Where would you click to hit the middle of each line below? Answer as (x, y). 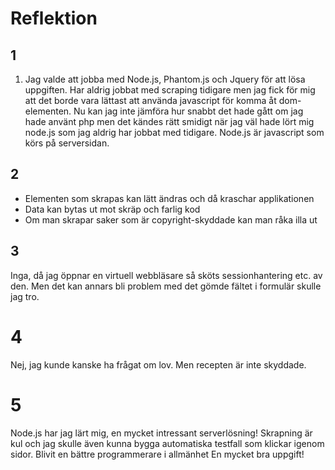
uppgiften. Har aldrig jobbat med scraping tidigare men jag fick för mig (170, 90)
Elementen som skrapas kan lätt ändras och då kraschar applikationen (169, 198)
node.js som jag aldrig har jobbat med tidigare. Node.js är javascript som (174, 132)
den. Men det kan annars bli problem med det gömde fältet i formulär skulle (166, 286)
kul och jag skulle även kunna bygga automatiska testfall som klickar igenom (167, 443)
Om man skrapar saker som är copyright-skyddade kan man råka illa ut (171, 219)
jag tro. (25, 296)
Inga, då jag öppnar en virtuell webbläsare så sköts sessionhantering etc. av (166, 275)
